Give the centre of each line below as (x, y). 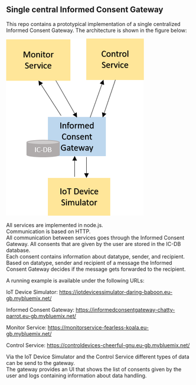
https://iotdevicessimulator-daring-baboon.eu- (116, 292)
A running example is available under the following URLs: (75, 280)
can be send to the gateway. (41, 363)
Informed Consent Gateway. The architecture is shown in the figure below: (97, 30)
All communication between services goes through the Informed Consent (95, 237)
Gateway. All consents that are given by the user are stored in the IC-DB (94, 244)
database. (18, 250)
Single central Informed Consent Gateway (85, 10)
